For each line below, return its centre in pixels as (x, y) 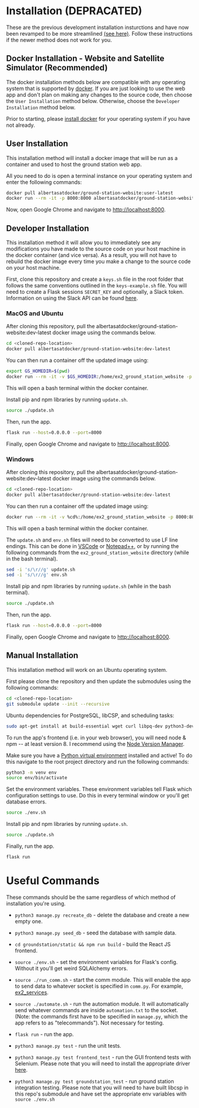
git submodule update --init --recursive (58, 704)
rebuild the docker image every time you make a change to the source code (99, 261)
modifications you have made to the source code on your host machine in (96, 249)
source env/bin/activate (37, 778)
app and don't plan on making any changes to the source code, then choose (99, 95)
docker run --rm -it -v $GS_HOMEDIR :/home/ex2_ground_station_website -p (99, 377)
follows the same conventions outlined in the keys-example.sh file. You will (97, 286)
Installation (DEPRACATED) (74, 11)
